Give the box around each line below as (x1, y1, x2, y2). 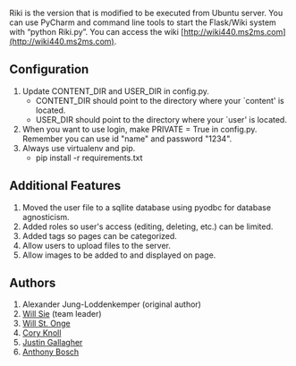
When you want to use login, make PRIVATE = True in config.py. (21, 123, 258, 134)
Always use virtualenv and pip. (21, 142, 136, 153)
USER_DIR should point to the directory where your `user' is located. (35, 114, 288, 124)
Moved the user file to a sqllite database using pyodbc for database (21, 201, 271, 213)
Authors (9, 276, 56, 291)
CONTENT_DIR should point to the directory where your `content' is (35, 95, 284, 106)
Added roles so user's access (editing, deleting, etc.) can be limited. (21, 221, 274, 232)
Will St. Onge (21, 318, 71, 329)
